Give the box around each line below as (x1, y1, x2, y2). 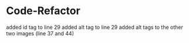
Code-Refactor (6, 4, 80, 18)
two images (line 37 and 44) (6, 29, 75, 37)
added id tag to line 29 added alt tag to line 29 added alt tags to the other (6, 24, 183, 31)
